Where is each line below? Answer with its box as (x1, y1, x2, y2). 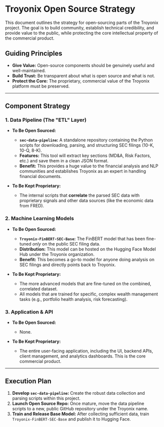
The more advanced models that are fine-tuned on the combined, (19, 280, 151, 287)
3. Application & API (5, 308, 53, 315)
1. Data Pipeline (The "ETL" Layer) (5, 116, 87, 123)
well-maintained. (12, 67, 46, 73)
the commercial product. (5, 35, 55, 41)
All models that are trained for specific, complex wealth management (19, 291, 158, 297)
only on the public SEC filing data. (32, 241, 101, 247)
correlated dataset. (19, 286, 58, 292)
